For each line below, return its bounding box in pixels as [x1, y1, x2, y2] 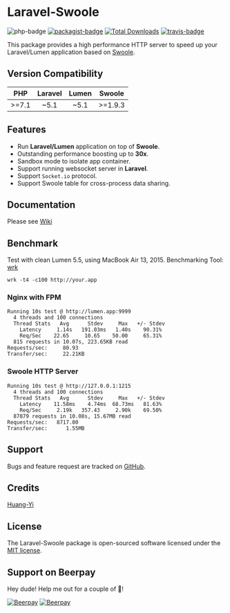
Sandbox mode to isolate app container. [17, 157, 131, 165]
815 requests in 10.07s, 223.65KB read [13, 339, 128, 346]
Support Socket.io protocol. [17, 171, 97, 180]
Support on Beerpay [7, 566, 96, 578]
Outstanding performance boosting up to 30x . [17, 150, 149, 158]
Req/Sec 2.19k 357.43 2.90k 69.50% [19, 407, 162, 414]
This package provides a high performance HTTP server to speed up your [7, 40, 218, 48]
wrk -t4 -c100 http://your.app [7, 276, 97, 284]
